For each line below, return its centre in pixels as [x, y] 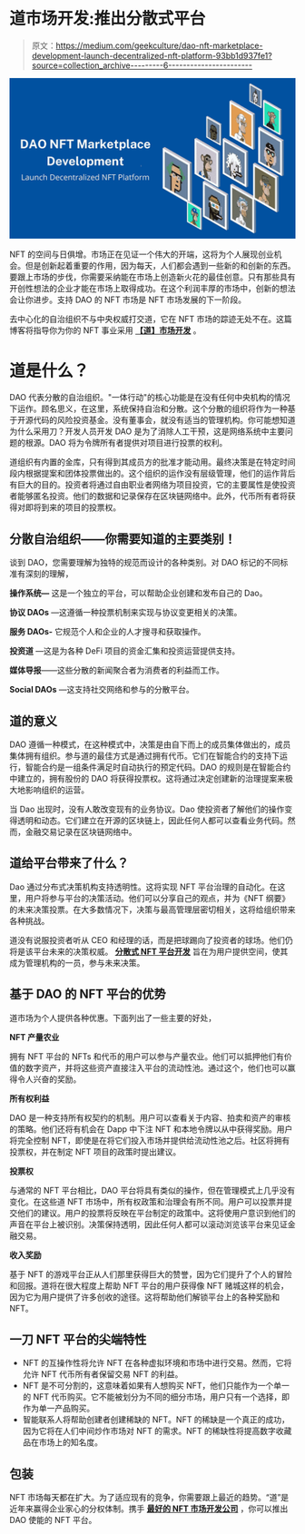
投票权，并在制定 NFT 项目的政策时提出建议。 [95, 1151]
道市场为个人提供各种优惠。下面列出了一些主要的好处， [113, 1018]
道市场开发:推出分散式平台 [108, 19]
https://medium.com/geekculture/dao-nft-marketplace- [159, 45]
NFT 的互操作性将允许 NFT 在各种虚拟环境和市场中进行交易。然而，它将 [157, 1363]
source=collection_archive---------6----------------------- [142, 65]
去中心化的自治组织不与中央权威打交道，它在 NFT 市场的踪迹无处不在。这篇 [151, 320]
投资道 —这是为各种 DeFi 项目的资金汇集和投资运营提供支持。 [125, 651]
